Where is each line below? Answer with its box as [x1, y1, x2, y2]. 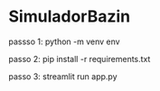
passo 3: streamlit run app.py [8, 70, 118, 82]
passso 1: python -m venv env [8, 36, 120, 47]
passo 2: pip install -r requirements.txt [8, 53, 151, 64]
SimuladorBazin [8, 6, 131, 27]
